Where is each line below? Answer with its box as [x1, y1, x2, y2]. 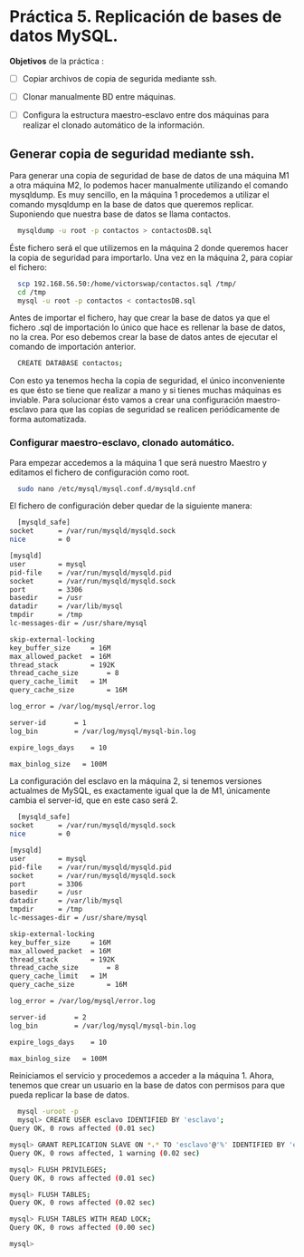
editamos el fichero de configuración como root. [9, 467, 190, 478]
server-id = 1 [9, 718, 88, 727]
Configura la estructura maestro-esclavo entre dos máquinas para [22, 110, 270, 121]
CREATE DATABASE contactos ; [17, 359, 124, 368]
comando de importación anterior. [9, 342, 137, 353]
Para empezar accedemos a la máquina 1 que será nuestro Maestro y [9, 457, 267, 468]
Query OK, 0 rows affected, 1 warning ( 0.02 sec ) [9, 1148, 201, 1157]
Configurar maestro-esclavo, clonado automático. [9, 437, 235, 450]
